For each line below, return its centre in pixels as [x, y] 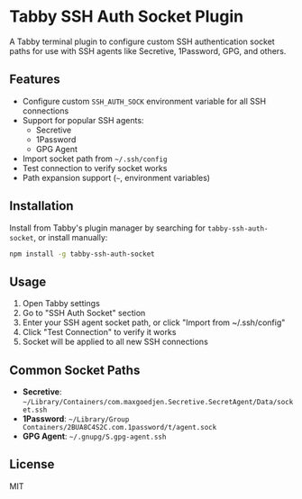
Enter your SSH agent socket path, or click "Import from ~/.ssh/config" [154, 322]
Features [35, 80]
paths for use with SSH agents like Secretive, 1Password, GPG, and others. [148, 50]
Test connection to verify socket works [95, 168]
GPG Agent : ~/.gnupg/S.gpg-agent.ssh [94, 436]
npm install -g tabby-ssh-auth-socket [82, 254]
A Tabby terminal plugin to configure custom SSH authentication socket [142, 41]
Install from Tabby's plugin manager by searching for [107, 228]
